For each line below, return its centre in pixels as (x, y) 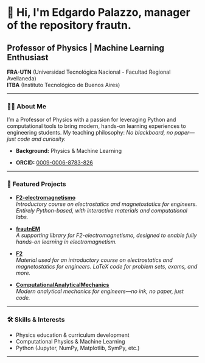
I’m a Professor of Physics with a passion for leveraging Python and (92, 120)
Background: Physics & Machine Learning (69, 151)
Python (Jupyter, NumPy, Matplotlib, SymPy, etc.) (78, 348)
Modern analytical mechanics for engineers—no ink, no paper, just (100, 291)
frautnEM (28, 228)
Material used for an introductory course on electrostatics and (94, 260)
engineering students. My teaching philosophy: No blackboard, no (90, 133)
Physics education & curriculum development (72, 335)
